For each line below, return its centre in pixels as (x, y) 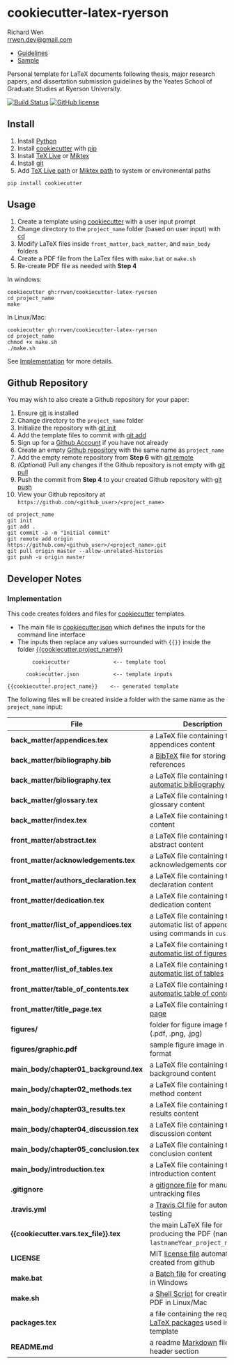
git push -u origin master (46, 557)
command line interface (51, 634)
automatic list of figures (188, 953)
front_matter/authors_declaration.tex (74, 880)
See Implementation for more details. (60, 361)
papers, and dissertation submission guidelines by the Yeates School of (110, 81)
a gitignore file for (178, 1185)
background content (183, 1074)
